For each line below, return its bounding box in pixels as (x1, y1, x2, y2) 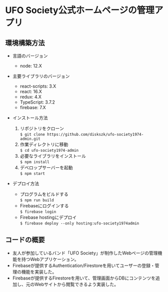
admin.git (20, 136, 41, 141)
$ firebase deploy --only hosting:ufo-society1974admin (20, 221, 139, 226)
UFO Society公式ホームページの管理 (5, 5, 154, 16)
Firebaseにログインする (20, 203, 69, 208)
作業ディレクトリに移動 (20, 141, 69, 147)
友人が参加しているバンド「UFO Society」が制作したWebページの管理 (12, 250, 158, 256)
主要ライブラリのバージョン (12, 73, 70, 79)
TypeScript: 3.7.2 (20, 99, 55, 105)
